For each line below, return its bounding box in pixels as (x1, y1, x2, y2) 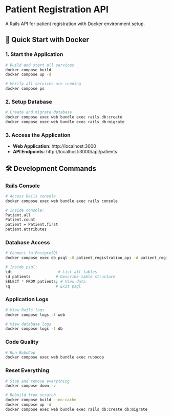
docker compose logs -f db (5, 326, 63, 331)
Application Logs (5, 296, 49, 303)
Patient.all (5, 212, 31, 217)
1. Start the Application (5, 51, 63, 58)
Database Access (5, 239, 50, 246)
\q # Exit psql (5, 284, 81, 289)
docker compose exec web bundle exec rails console (5, 198, 118, 204)
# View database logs (5, 322, 52, 327)
